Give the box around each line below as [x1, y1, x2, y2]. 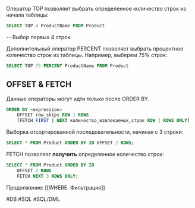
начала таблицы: [6, 11, 49, 18]
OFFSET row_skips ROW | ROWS [17, 112, 89, 118]
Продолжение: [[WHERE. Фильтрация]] [6, 184, 105, 191]
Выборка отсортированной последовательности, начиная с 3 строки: [6, 128, 184, 135]
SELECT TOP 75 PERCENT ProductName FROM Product [6, 62, 129, 69]
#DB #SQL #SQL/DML [6, 196, 61, 203]
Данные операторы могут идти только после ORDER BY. [6, 95, 150, 102]
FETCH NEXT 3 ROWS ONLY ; [17, 173, 78, 179]
